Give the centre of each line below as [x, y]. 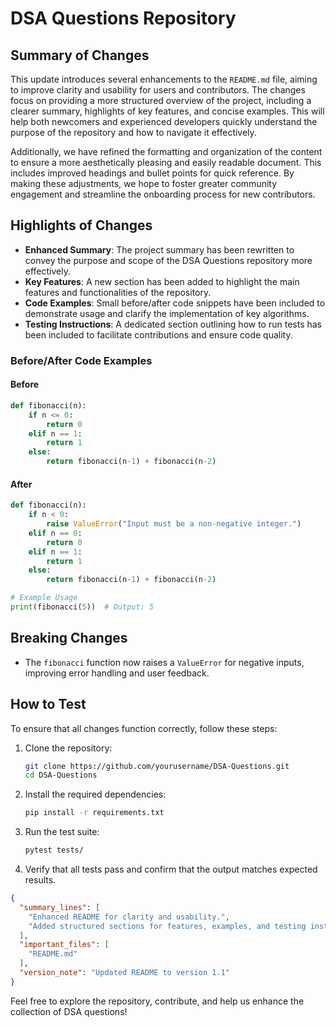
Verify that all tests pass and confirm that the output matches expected [171, 869]
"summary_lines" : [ [60, 907]
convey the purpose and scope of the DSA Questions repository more [168, 260]
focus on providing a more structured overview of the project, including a [161, 100]
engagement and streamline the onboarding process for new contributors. [163, 194]
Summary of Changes [80, 55]
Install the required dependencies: [95, 794]
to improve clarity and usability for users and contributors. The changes [158, 90]
